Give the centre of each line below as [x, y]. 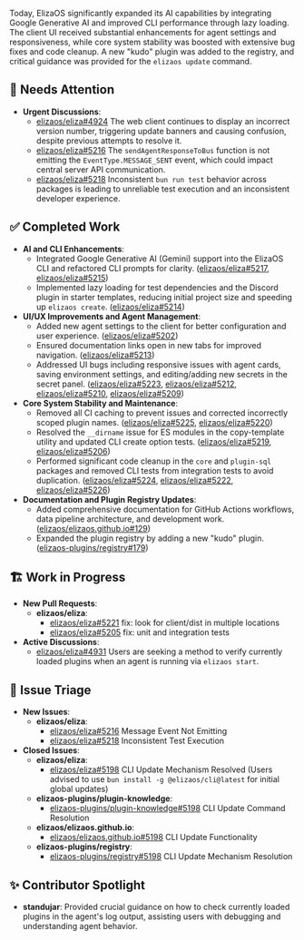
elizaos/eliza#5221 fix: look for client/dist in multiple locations [164, 623]
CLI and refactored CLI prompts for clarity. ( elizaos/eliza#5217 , [153, 268]
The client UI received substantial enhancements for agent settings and [143, 32]
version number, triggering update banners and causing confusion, [162, 131]
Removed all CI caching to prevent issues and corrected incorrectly [162, 413]
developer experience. [78, 198]
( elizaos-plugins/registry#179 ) [92, 547]
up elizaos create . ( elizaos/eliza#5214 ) [111, 307]
